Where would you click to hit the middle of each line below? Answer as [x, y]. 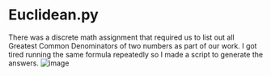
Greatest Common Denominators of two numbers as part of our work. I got [133, 45]
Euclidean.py [53, 15]
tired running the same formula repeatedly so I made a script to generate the [136, 54]
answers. [23, 63]
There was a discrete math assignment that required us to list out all [121, 37]
